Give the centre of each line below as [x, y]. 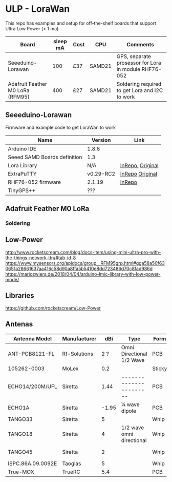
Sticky [160, 369]
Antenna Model [33, 338]
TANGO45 [20, 452]
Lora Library [23, 165]
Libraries [20, 296]
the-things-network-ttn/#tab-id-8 [41, 258]
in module [128, 69]
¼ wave [130, 404]
